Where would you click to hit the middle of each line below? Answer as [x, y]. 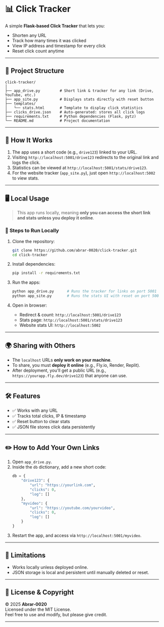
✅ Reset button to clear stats [41, 421]
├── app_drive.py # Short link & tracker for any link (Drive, [79, 90]
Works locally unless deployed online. [50, 567]
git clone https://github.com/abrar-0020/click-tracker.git [74, 250]
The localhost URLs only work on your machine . [62, 360]
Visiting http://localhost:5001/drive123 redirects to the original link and [85, 157]
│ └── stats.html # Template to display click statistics [74, 108]
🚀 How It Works [29, 140]
